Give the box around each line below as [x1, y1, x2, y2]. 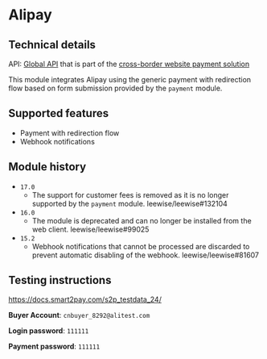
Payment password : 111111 [8, 341, 101, 352]
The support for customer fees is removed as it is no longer [31, 190, 229, 199]
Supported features [8, 106, 109, 120]
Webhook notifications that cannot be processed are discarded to [31, 241, 250, 251]
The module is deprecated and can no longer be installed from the [31, 215, 252, 225]
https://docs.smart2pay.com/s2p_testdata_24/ [8, 294, 162, 304]
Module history [8, 160, 87, 174]
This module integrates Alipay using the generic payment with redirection [8, 75, 252, 84]
